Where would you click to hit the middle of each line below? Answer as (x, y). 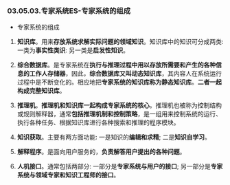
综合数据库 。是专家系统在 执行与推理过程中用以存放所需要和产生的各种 (116, 65)
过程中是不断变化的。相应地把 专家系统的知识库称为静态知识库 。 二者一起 (119, 82)
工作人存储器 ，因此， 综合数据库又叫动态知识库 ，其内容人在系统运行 (125, 74)
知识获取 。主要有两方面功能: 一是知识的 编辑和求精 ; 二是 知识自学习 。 (114, 137)
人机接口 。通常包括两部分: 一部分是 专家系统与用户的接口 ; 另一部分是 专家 (120, 166)
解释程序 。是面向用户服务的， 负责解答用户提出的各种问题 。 (101, 152)
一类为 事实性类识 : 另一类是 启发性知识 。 (73, 50)
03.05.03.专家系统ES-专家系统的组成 (69, 10)
